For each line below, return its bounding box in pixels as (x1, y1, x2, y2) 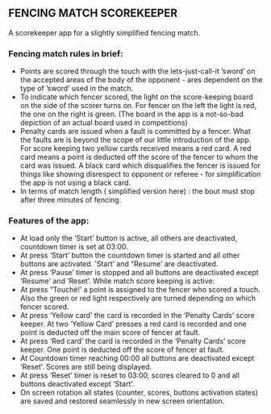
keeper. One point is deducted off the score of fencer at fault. (19, 345, 225, 354)
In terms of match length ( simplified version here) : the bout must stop (19, 186, 256, 196)
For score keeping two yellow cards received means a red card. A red (19, 144, 252, 153)
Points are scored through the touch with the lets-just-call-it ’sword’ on (19, 66, 256, 76)
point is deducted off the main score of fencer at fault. (19, 328, 200, 337)
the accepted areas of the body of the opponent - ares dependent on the (19, 75, 264, 85)
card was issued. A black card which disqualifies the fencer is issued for (19, 161, 261, 170)
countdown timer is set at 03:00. (19, 242, 129, 252)
